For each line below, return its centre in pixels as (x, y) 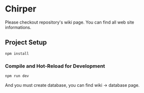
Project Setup (26, 43)
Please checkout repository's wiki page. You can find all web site (70, 22)
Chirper (21, 9)
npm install (17, 53)
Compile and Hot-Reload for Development (55, 66)
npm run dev (17, 76)
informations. (18, 27)
